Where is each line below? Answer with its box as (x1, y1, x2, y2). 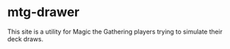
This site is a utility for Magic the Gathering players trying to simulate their (7, 27, 223, 36)
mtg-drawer (7, 4, 80, 20)
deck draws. (7, 34, 44, 43)
